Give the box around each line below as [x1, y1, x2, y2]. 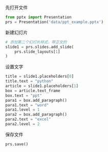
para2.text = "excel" [5, 117, 51, 122]
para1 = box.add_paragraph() [5, 98, 67, 103]
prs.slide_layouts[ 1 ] [14, 49, 60, 54]
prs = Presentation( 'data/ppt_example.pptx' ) [5, 19, 103, 25]
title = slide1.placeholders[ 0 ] [5, 74, 74, 79]
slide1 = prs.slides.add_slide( [5, 44, 74, 50]
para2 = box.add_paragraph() [5, 112, 67, 117]
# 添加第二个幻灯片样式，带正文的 [5, 39, 67, 45]
